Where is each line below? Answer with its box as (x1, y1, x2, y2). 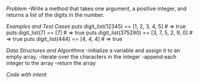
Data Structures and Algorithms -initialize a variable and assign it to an (6, 47, 180, 54)
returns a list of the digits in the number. (6, 11, 105, 18)
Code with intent (6, 71, 47, 78)
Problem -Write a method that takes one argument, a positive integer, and (6, 5, 187, 12)
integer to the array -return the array (6, 59, 96, 66)
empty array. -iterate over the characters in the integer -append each (6, 53, 177, 60)
